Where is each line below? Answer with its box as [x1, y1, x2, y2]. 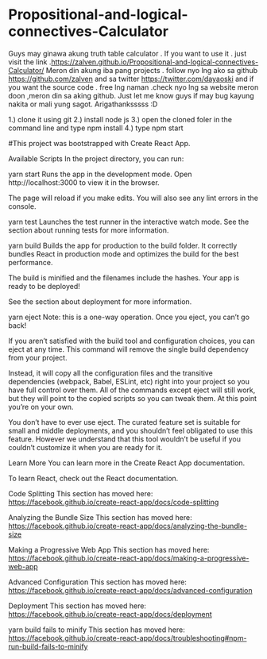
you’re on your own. [8, 402, 74, 411]
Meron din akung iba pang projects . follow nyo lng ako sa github [45, 65, 258, 75]
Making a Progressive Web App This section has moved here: [8, 545, 210, 554]
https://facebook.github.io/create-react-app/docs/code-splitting [8, 497, 219, 507]
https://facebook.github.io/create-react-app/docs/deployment [8, 609, 212, 619]
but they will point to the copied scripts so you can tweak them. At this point [8, 393, 257, 403]
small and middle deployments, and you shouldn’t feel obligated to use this [8, 426, 253, 435]
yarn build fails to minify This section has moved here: [8, 625, 185, 634]
